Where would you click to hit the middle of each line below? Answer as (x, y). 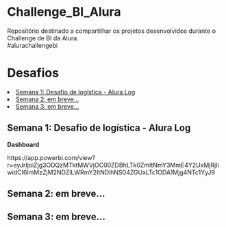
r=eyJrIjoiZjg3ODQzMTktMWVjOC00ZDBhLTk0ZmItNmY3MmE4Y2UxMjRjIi (113, 165)
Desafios (33, 73)
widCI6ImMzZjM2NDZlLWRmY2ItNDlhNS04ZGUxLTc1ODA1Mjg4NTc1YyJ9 (111, 172)
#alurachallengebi (33, 45)
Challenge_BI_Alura (64, 12)
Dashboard (23, 144)
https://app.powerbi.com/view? (51, 157)
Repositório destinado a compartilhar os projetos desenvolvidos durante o (112, 31)
